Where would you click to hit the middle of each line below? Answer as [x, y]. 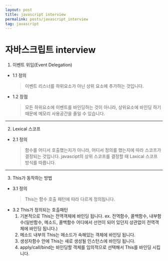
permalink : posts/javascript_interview [47, 19]
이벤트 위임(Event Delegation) [42, 65]
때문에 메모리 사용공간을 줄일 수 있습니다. [65, 113]
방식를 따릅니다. [40, 162]
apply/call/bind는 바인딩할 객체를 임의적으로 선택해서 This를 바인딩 [85, 247]
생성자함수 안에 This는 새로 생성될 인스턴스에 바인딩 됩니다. [78, 241]
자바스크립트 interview [50, 50]
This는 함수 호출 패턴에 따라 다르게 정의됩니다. [70, 199]
